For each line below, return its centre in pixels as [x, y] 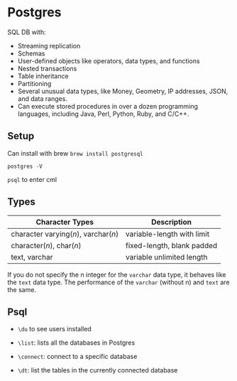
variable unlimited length [166, 257]
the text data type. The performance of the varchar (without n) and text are [118, 282]
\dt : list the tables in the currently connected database [98, 370]
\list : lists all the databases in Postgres [76, 343]
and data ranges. [42, 98]
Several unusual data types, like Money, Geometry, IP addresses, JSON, [123, 91]
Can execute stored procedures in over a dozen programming [108, 106]
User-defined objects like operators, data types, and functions [109, 60]
